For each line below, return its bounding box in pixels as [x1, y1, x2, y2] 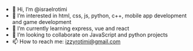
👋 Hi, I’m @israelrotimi [12, 6, 68, 13]
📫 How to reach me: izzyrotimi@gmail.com [12, 38, 121, 45]
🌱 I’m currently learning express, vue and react [12, 25, 129, 32]
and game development [12, 19, 72, 25]
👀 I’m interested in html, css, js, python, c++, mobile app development [12, 12, 187, 19]
